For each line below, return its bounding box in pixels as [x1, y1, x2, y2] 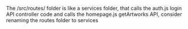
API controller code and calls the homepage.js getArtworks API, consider [6, 11, 183, 18]
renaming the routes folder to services [6, 17, 98, 23]
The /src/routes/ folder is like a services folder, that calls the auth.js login [6, 5, 182, 11]
